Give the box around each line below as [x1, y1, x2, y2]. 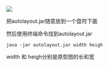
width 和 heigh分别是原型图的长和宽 [6, 54, 95, 60]
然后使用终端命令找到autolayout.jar [6, 30, 93, 37]
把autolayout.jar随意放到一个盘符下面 [6, 18, 98, 24]
